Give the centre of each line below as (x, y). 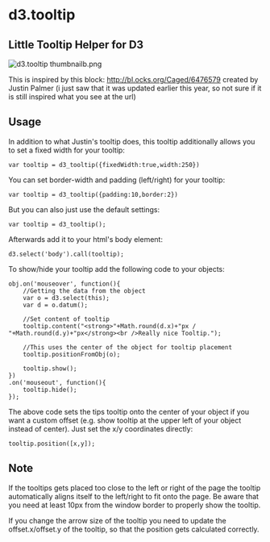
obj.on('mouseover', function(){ (64, 284)
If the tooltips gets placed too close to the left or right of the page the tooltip (135, 488)
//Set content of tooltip (66, 319)
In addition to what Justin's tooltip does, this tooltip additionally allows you (132, 141)
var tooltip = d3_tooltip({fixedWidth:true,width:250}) (104, 165)
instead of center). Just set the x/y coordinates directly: (101, 428)
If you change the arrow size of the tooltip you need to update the (118, 520)
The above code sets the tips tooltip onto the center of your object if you (129, 411)
